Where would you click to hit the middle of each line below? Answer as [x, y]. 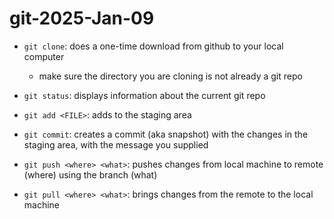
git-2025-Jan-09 [82, 18]
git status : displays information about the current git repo [144, 95]
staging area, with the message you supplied [116, 144]
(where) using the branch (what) [90, 174]
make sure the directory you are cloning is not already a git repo [170, 76]
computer [44, 56]
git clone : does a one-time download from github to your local [153, 46]
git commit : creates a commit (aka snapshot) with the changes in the [166, 134]
